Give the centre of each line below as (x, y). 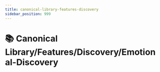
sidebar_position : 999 (28, 14)
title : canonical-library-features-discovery (52, 9)
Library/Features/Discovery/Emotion (80, 52)
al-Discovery (32, 62)
